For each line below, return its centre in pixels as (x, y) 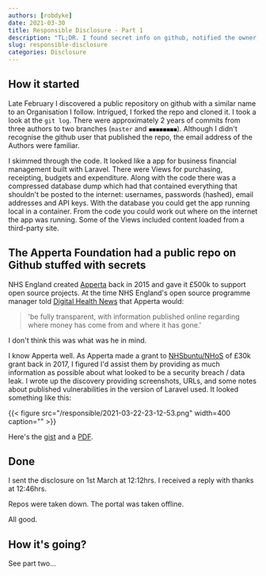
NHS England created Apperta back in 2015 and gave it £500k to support (127, 284)
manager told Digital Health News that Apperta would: (96, 301)
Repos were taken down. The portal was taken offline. (96, 504)
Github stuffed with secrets (77, 265)
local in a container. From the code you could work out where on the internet (133, 211)
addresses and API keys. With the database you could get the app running (129, 203)
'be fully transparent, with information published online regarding (133, 316)
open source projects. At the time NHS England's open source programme (129, 293)
